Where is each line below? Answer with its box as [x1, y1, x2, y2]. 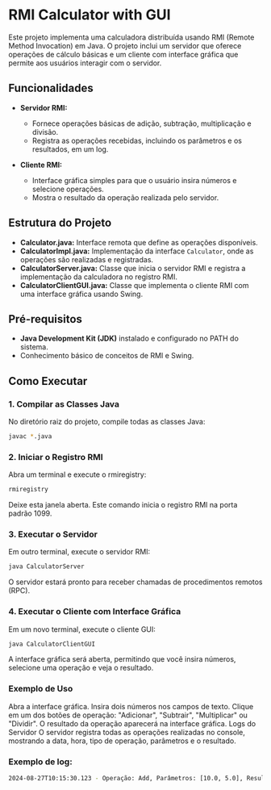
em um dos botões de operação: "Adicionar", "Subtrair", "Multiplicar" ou [8, 710, 248, 720]
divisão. [31, 127, 59, 136]
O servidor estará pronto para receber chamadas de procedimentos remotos [8, 577, 264, 587]
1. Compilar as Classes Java [8, 398, 119, 409]
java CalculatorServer [8, 562, 85, 571]
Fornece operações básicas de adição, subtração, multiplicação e [31, 119, 252, 128]
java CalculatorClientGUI [8, 640, 95, 648]
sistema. [19, 342, 48, 352]
